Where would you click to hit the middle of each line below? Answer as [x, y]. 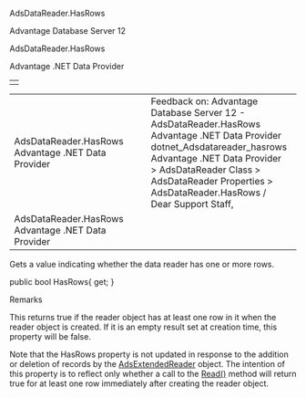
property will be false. [50, 336]
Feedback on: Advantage [204, 101]
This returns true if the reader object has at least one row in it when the [143, 317]
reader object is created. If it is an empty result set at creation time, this [143, 327]
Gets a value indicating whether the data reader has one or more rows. [142, 264]
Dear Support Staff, [192, 204]
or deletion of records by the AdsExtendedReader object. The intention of [147, 364]
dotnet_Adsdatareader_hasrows [219, 147]
